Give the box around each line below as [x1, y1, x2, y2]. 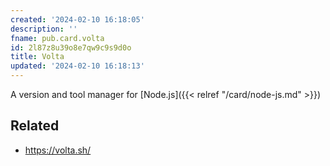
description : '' [10, 24, 78, 34]
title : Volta [10, 52, 65, 62]
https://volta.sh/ [24, 144, 92, 156]
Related [10, 117, 60, 135]
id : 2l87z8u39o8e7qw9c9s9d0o [10, 42, 132, 53]
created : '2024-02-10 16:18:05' [10, 14, 145, 25]
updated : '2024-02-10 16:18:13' [10, 61, 145, 71]
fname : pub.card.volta [10, 33, 105, 43]
